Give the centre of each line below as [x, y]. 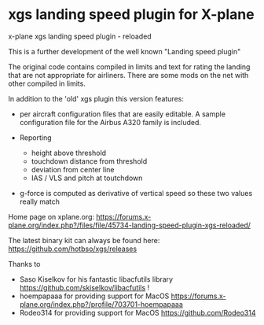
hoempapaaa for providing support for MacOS [94, 296]
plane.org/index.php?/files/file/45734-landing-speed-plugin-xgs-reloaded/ [130, 225]
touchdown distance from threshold [89, 161]
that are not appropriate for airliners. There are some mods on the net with [128, 75]
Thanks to [24, 264]
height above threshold [69, 153]
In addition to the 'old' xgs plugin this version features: [96, 98]
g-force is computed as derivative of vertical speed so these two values [136, 193]
